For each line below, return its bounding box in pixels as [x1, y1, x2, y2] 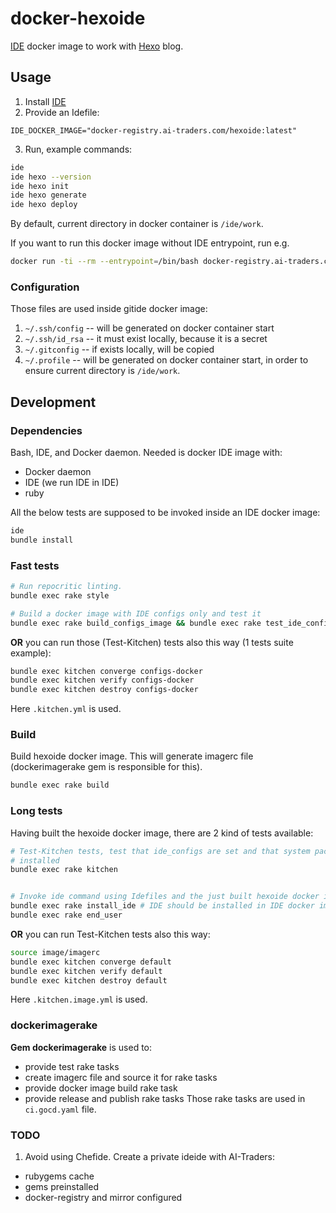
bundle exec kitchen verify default [10, 966, 163, 976]
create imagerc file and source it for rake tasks [24, 1071, 218, 1083]
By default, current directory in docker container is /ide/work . [10, 218, 264, 230]
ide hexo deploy [10, 200, 78, 210]
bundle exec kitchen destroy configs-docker [10, 685, 199, 695]
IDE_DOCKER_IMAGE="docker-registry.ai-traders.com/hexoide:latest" [10, 125, 298, 136]
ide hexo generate [10, 190, 87, 201]
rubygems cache [24, 1170, 95, 1182]
